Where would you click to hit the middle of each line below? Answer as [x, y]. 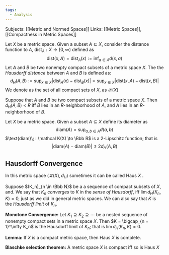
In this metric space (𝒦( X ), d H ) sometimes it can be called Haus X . [74, 176]
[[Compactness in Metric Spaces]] [41, 34]
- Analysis [21, 15]
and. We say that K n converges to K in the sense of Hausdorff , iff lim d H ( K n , [83, 192]
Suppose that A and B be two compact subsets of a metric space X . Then [81, 100]
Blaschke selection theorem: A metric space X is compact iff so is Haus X [82, 247]
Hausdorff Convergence [44, 164]
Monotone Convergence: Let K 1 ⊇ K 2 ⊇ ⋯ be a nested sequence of [76, 215]
